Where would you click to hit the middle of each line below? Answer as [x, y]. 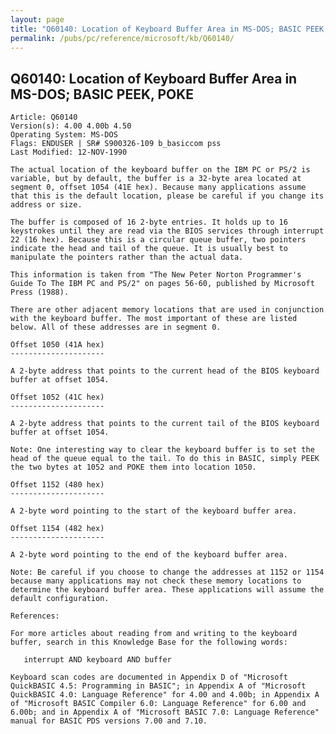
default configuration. [60, 599]
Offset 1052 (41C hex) [57, 397]
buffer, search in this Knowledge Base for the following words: [149, 642]
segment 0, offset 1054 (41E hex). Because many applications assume [158, 187]
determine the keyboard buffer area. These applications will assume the [167, 590]
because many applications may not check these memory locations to [156, 581]
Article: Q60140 [44, 117]
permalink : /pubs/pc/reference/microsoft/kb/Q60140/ [122, 38]
